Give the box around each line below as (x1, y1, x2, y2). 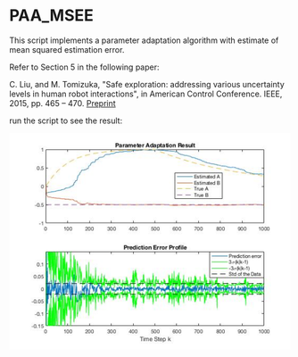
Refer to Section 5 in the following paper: (9, 62, 160, 72)
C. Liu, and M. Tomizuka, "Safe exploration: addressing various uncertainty (9, 79, 286, 89)
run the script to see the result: (9, 115, 123, 126)
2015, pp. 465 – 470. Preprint (9, 97, 116, 108)
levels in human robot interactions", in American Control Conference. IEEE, (9, 88, 283, 99)
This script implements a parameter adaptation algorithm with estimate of (9, 35, 279, 46)
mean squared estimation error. (9, 44, 125, 54)
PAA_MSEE (9, 5, 94, 26)
